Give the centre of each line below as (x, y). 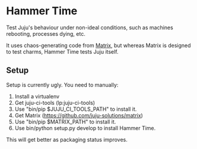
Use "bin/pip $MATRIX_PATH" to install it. (65, 122)
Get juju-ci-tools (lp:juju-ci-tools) (55, 103)
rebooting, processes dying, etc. (46, 33)
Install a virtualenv (37, 96)
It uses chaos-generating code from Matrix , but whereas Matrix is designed (99, 45)
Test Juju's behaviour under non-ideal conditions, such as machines (90, 27)
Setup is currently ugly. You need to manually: (62, 85)
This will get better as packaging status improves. (67, 139)
